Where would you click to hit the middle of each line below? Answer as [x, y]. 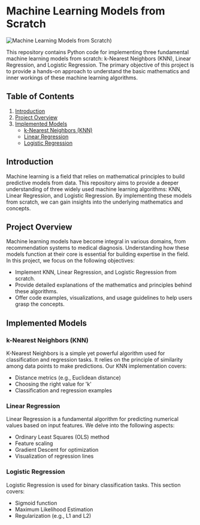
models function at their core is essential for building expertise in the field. [98, 254]
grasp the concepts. [40, 304]
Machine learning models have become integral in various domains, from [96, 241]
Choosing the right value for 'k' [53, 384]
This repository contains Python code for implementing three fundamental [98, 52]
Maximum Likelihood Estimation [54, 509]
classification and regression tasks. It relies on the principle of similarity [95, 360]
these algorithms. [36, 291]
